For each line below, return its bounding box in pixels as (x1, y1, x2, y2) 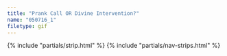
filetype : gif (7, 23, 48, 29)
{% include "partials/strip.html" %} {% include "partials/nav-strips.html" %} (7, 42, 221, 50)
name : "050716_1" (7, 16, 57, 23)
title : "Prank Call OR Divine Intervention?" (7, 10, 139, 17)
